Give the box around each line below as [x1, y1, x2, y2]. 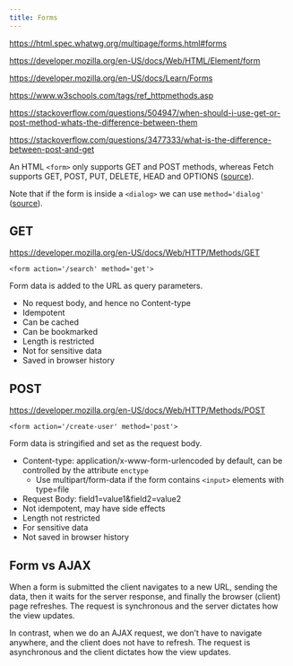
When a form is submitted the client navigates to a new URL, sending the [9, 582, 278, 592]
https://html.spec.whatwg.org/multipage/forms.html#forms [9, 38, 227, 48]
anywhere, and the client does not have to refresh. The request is [9, 637, 251, 648]
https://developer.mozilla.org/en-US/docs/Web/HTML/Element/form [9, 55, 261, 66]
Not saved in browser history [22, 531, 130, 543]
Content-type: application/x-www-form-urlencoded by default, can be [22, 455, 283, 467]
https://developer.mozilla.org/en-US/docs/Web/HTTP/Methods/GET [9, 248, 261, 259]
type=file [35, 484, 70, 495]
